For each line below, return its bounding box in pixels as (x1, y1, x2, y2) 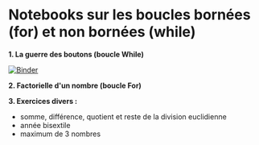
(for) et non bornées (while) (8, 23, 196, 41)
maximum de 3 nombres (19, 129, 101, 139)
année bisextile (19, 120, 71, 130)
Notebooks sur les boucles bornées (8, 6, 251, 24)
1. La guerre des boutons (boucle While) (8, 49, 145, 59)
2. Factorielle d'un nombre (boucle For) (8, 81, 142, 90)
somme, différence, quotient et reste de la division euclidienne (19, 111, 227, 122)
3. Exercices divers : (8, 96, 78, 106)
